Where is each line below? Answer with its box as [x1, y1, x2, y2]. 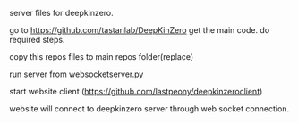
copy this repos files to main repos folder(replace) [9, 52, 194, 61]
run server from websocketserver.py [9, 69, 144, 79]
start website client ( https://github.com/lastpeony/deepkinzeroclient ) [9, 86, 263, 96]
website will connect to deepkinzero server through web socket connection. [9, 103, 289, 114]
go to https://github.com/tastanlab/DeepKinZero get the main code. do [9, 25, 270, 35]
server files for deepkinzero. [9, 8, 114, 18]
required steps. [9, 35, 65, 45]
